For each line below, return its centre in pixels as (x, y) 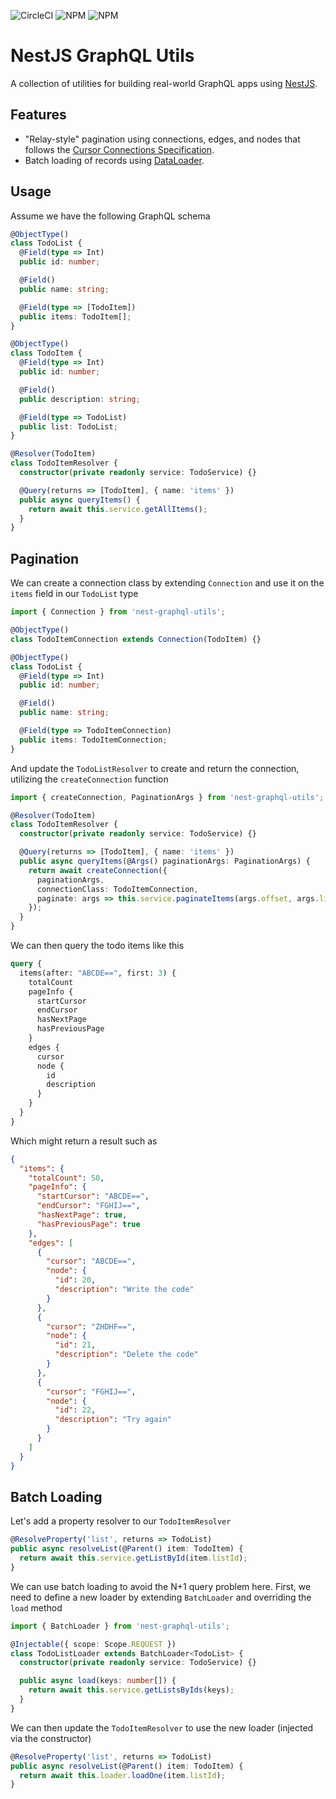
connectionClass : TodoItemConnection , (117, 889)
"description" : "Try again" (113, 1420)
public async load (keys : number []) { (98, 1681)
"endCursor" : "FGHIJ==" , (88, 1206)
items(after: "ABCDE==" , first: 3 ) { (98, 973)
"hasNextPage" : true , (82, 1215)
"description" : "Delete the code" (126, 1355)
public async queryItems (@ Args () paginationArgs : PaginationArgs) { (165, 861)
